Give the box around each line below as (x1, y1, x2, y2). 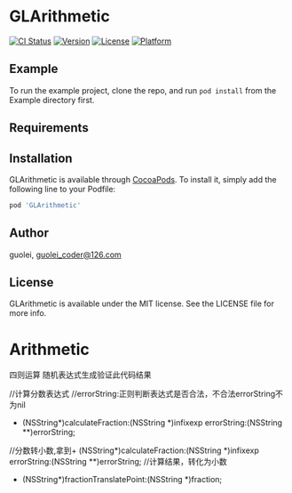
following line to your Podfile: (9, 183, 116, 194)
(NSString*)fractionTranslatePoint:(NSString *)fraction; (21, 474, 223, 485)
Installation (9, 150, 73, 166)
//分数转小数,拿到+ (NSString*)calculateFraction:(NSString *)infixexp (9, 445, 260, 456)
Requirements (9, 120, 89, 135)
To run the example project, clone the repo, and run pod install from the (9, 85, 277, 95)
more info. (9, 308, 47, 319)
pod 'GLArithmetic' (9, 200, 82, 210)
